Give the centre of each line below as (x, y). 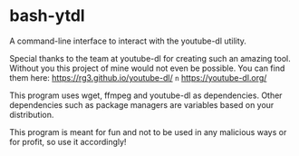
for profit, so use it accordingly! (68, 141)
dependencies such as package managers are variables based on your (142, 104)
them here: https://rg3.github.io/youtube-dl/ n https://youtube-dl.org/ (138, 77)
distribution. (32, 114)
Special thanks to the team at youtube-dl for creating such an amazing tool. (150, 58)
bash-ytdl (47, 16)
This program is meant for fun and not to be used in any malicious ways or (148, 132)
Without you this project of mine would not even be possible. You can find (147, 68)
